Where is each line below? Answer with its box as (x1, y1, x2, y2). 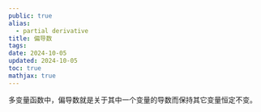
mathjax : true (8, 72, 57, 80)
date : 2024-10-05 (8, 49, 67, 57)
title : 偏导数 (8, 34, 53, 43)
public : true (8, 11, 53, 20)
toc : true (8, 64, 42, 73)
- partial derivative (15, 27, 89, 35)
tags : (8, 42, 27, 50)
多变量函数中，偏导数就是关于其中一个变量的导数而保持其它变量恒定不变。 (8, 94, 257, 105)
